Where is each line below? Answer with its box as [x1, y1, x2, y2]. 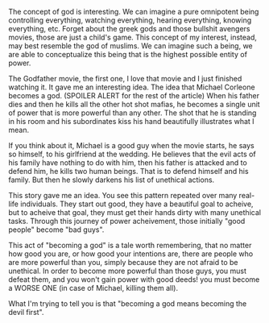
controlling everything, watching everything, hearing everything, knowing [8, 15, 252, 25]
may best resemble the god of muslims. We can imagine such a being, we [8, 41, 253, 51]
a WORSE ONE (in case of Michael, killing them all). [8, 284, 179, 292]
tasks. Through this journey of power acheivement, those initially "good [8, 217, 246, 226]
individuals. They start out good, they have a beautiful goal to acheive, [19, 199, 254, 209]
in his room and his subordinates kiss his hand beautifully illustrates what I [8, 117, 255, 126]
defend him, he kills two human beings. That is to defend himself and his [8, 167, 249, 176]
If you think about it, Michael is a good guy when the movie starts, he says [8, 141, 255, 150]
